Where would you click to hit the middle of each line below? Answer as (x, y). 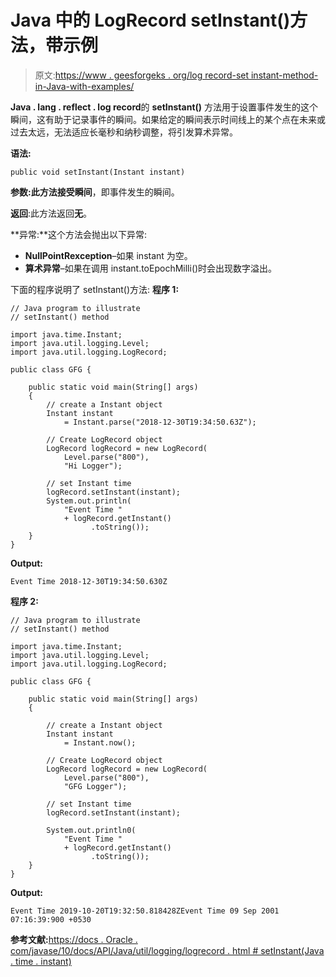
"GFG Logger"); (95, 786)
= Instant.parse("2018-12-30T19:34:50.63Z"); (160, 422)
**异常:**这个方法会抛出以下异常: (79, 234)
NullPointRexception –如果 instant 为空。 (108, 255)
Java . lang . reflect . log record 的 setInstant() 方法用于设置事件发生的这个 (164, 107)
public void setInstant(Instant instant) (98, 172)
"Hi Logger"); (93, 466)
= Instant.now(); (100, 742)
